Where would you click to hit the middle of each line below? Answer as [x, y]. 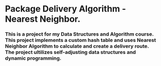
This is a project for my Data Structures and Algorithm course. [79, 34]
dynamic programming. [33, 58]
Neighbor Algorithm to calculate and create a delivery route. [77, 46]
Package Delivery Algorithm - [66, 9]
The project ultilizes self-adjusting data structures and [71, 53]
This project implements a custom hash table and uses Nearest [80, 40]
